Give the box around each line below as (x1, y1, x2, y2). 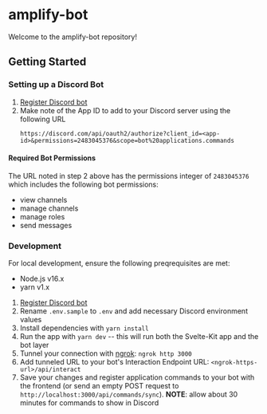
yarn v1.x (19, 282, 50, 292)
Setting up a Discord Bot (8, 79, 104, 90)
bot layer (19, 341, 49, 350)
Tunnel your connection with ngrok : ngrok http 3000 (19, 349, 193, 358)
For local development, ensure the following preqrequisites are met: (8, 258, 230, 268)
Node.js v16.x (19, 274, 65, 284)
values (19, 315, 42, 325)
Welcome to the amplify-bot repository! (8, 32, 138, 41)
